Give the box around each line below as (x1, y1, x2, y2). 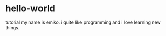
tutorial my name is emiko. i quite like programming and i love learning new (5, 19, 161, 25)
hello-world (5, 3, 56, 14)
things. (5, 24, 20, 30)
